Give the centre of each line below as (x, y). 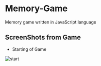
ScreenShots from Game (43, 37)
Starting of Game (29, 49)
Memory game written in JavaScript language (50, 22)
